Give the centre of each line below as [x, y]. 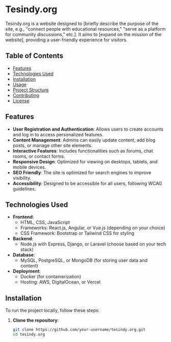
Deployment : [27, 271]
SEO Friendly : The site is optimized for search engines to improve [82, 173]
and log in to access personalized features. [58, 134]
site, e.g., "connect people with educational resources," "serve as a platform [86, 29]
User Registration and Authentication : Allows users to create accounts [88, 129]
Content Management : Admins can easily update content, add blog [84, 140]
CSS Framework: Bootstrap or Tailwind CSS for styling [77, 233]
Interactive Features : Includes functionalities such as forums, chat [83, 151]
